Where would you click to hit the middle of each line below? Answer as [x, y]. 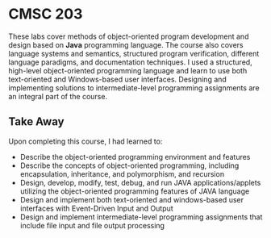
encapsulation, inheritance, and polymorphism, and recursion [122, 173]
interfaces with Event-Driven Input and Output [96, 208]
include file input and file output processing [92, 225]
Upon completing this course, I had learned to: [85, 141]
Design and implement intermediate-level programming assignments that [141, 217]
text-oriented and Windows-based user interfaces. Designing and [118, 79]
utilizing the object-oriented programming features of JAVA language [135, 191]
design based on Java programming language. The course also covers [126, 44]
